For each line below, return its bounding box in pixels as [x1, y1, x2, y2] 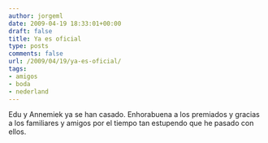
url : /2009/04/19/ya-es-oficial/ [8, 58, 122, 66]
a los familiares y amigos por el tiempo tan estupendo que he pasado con [8, 119, 254, 128]
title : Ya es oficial [8, 34, 82, 43]
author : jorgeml [8, 11, 63, 20]
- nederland [8, 87, 49, 96]
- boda [8, 80, 31, 88]
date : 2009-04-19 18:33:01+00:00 [8, 19, 122, 28]
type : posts [8, 42, 49, 50]
